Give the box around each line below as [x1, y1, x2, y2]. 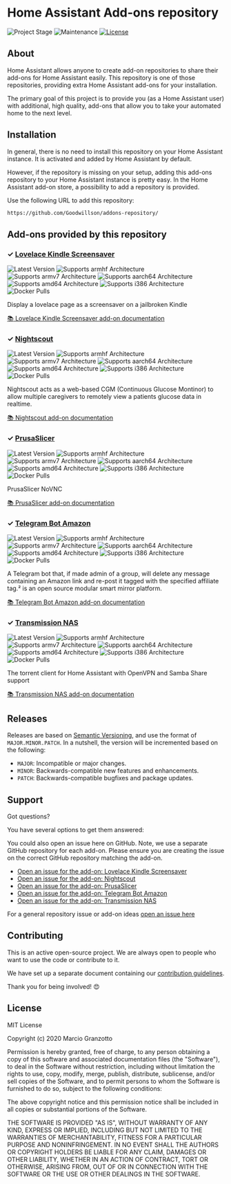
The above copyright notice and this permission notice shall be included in [7, 1098, 219, 1106]
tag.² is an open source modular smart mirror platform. [7, 584, 162, 592]
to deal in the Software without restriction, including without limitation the [7, 1062, 215, 1071]
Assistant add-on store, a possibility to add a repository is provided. [7, 182, 200, 191]
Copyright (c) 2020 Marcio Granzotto [7, 1034, 112, 1042]
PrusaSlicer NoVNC [7, 485, 63, 493]
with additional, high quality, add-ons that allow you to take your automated [7, 102, 221, 110]
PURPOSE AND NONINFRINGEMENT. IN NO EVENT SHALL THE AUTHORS [7, 1140, 219, 1149]
